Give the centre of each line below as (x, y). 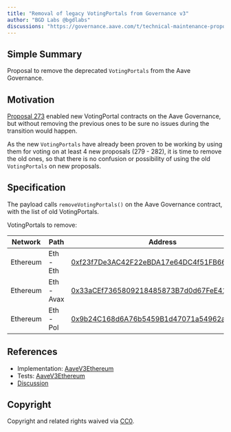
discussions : (26, 26)
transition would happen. (42, 131)
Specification (36, 187)
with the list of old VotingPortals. (53, 211)
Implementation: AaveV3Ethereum (65, 368)
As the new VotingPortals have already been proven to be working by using (115, 144)
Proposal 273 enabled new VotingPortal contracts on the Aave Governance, (114, 116)
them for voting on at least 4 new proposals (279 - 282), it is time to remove (114, 151)
